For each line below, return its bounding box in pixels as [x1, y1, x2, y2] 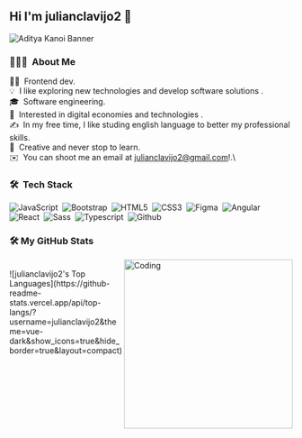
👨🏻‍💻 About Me [9, 55, 76, 68]
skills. [9, 132, 31, 143]
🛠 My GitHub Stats [9, 235, 94, 248]
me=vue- [9, 325, 43, 336]
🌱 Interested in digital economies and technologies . [9, 109, 204, 120]
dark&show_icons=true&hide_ [9, 335, 120, 346]
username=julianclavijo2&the [9, 316, 117, 327]
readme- [9, 287, 42, 298]
